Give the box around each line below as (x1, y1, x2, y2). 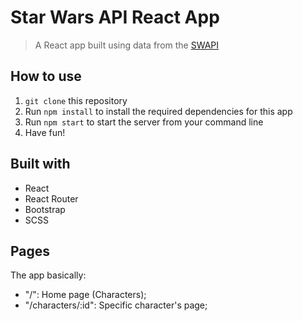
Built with (10, 156, 71, 173)
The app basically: (10, 269, 87, 281)
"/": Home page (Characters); (24, 289, 147, 301)
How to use (10, 68, 82, 85)
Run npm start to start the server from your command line (24, 116, 264, 128)
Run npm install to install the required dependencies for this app (24, 105, 293, 117)
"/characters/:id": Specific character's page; (24, 299, 208, 311)
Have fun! (24, 126, 66, 138)
